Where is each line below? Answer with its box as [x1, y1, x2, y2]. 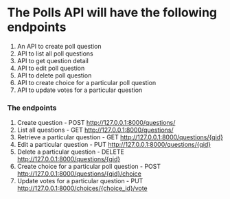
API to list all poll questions [16, 49, 94, 58]
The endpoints [7, 103, 57, 113]
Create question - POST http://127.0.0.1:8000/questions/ [16, 119, 176, 127]
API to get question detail [16, 56, 89, 65]
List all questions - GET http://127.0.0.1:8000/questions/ [16, 126, 174, 134]
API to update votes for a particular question [16, 86, 143, 94]
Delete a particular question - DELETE [16, 148, 125, 156]
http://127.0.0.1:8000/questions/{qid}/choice [16, 169, 142, 178]
